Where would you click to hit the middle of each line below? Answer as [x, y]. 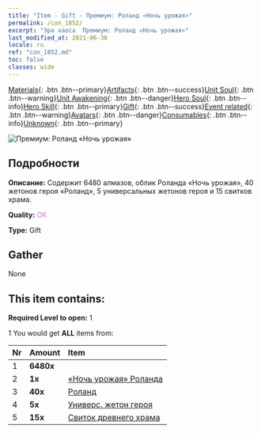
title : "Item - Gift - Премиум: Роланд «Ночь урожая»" [100, 15]
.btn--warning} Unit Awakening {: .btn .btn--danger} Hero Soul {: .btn [117, 98]
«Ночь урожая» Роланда [115, 379]
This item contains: [57, 299]
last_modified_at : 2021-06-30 [58, 38]
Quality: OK [28, 215]
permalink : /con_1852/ [45, 23]
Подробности [44, 163]
